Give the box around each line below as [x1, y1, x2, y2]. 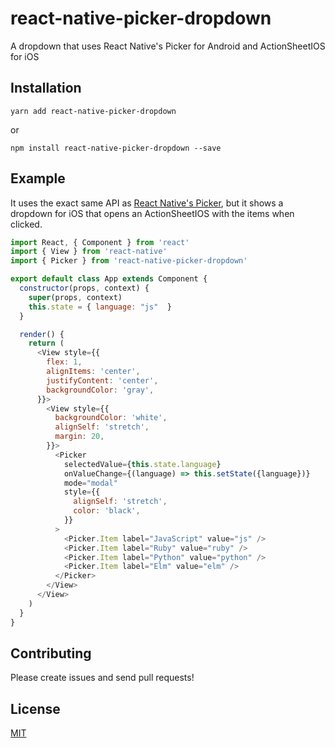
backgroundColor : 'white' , [54, 413, 168, 423]
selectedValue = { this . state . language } [63, 459, 222, 469]
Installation [10, 80, 82, 97]
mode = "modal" [63, 478, 118, 488]
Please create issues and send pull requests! [10, 672, 195, 684]
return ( [28, 338, 65, 349]
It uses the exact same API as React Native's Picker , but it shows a [10, 197, 284, 209]
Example [10, 170, 66, 187]
